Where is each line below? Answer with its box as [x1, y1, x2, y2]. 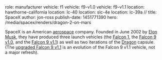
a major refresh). [5, 49, 39, 55]
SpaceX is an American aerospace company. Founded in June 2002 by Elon [5, 29, 158, 34]
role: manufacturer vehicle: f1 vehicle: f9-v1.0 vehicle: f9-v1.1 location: [5, 4, 145, 10]
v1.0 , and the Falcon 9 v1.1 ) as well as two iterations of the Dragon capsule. [5, 39, 155, 45]
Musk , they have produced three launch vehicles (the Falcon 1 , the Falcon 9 [5, 34, 157, 40]
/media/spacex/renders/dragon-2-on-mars [5, 19, 91, 25]
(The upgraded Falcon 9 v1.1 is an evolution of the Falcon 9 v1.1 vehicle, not [5, 45, 155, 50]
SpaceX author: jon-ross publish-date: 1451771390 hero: [5, 15, 118, 20]
